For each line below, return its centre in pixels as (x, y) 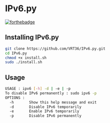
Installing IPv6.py (32, 37)
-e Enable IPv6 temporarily (44, 111)
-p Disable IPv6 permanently (46, 116)
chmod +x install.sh (26, 58)
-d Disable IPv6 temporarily (46, 107)
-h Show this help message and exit (53, 102)
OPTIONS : (15, 98)
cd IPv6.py (16, 53)
